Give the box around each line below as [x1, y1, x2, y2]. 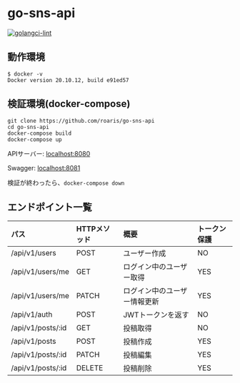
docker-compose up [7, 136, 62, 143]
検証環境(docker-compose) [7, 98, 131, 110]
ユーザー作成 [123, 248, 166, 258]
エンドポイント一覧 [7, 201, 92, 213]
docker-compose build [7, 130, 72, 137]
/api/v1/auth [11, 310, 53, 320]
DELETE [76, 363, 104, 373]
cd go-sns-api [7, 123, 50, 131]
